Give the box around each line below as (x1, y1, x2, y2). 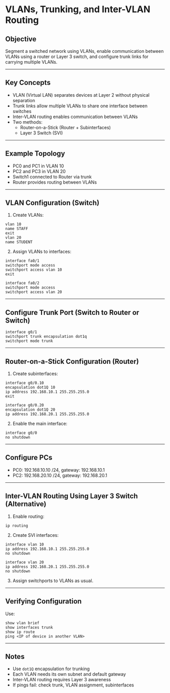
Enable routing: (12, 513, 45, 519)
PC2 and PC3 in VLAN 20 (12, 168, 66, 174)
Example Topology (5, 149, 65, 158)
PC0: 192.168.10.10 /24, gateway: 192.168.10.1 (12, 467, 105, 473)
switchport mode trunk (5, 338, 53, 344)
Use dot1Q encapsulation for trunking (12, 666, 90, 672)
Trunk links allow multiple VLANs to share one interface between (12, 103, 148, 109)
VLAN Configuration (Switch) (5, 198, 100, 207)
